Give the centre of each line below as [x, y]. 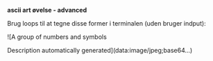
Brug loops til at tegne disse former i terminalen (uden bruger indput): [106, 23]
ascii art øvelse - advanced [47, 10]
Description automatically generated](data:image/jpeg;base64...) [100, 50]
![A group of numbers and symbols [57, 37]
